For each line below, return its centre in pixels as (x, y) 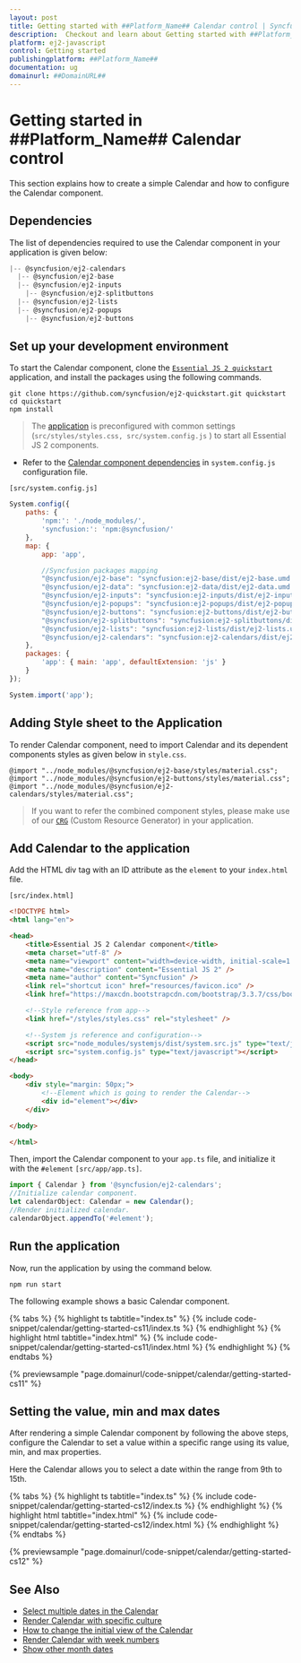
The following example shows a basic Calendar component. (120, 1301)
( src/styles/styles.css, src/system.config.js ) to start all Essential (159, 436)
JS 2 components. (65, 446)
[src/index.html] (42, 896)
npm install (31, 410)
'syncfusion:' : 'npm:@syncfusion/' (108, 530)
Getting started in (76, 120)
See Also (34, 1589)
